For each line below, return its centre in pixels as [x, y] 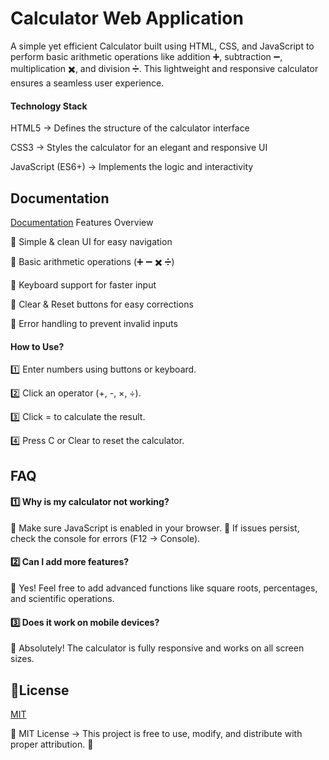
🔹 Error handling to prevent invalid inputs [94, 323]
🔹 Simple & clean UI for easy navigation [91, 241]
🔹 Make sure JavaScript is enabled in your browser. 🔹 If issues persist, [155, 528]
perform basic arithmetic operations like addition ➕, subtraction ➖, [146, 56]
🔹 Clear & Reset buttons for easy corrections [102, 304]
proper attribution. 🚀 [52, 744]
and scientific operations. [62, 598]
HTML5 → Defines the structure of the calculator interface [130, 128]
